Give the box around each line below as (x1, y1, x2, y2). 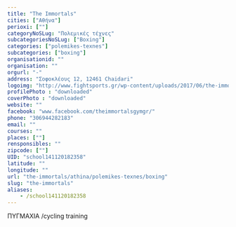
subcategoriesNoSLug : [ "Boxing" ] (7, 36, 105, 43)
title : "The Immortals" (7, 10, 77, 18)
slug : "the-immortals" (7, 179, 74, 186)
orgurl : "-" (7, 69, 42, 76)
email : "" (7, 121, 37, 128)
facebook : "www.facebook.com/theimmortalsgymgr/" (7, 108, 156, 115)
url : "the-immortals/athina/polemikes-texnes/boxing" (7, 173, 169, 180)
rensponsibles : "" (7, 141, 61, 148)
